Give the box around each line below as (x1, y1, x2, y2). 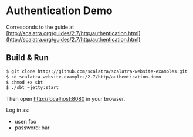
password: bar (14, 124, 50, 131)
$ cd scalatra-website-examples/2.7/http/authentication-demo (6, 74, 161, 80)
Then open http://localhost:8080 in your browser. (6, 95, 126, 102)
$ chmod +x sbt (6, 79, 43, 85)
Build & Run (6, 53, 49, 63)
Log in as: (6, 107, 30, 114)
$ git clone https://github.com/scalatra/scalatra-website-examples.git (6, 68, 188, 74)
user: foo (14, 118, 37, 125)
